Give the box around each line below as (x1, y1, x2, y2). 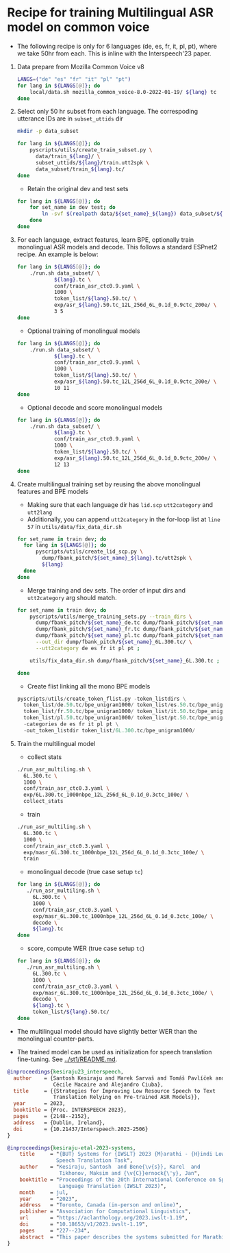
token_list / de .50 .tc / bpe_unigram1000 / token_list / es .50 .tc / (23, 702, 199, 708)
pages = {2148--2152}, (13, 1113, 90, 1120)
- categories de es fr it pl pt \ (23, 721, 119, 728)
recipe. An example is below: (16, 250, 99, 258)
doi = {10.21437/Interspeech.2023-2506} (13, 1126, 149, 1132)
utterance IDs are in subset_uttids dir (16, 114, 123, 123)
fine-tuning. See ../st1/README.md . (16, 1055, 118, 1063)
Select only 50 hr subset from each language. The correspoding (16, 108, 199, 116)
